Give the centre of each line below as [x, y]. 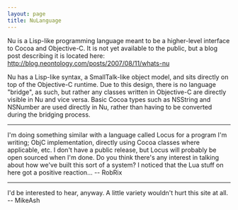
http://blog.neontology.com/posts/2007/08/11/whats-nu [89, 63]
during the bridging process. [49, 115]
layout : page [27, 14]
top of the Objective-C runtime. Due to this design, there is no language [112, 84]
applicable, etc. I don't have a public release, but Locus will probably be [112, 150]
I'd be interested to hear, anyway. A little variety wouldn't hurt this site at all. [118, 192]
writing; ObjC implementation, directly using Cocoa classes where [104, 142]
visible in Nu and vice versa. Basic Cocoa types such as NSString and [109, 99]
